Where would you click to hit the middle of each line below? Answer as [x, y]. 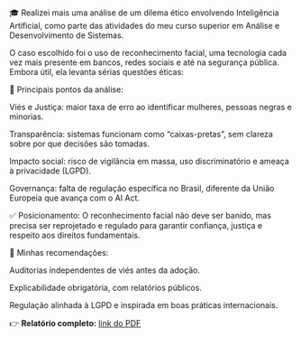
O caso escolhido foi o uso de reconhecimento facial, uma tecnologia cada [148, 53]
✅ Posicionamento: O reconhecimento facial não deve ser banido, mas [141, 215]
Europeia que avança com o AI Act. [75, 198]
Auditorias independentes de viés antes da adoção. [105, 270]
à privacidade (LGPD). [50, 171]
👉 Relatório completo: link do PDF [75, 323]
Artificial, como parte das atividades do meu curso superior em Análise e [145, 26]
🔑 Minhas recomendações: [59, 253]
